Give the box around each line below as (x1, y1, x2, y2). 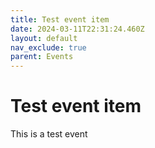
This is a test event (10, 128, 88, 140)
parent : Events (10, 52, 74, 62)
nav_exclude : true (10, 42, 87, 53)
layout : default (10, 33, 78, 43)
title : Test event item (10, 14, 110, 25)
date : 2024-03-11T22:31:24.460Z (10, 24, 145, 34)
